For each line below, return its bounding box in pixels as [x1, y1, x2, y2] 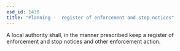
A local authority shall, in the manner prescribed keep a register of [6, 31, 174, 38]
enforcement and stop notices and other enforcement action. [6, 38, 161, 45]
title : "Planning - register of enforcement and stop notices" [6, 15, 174, 21]
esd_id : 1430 [6, 8, 40, 15]
